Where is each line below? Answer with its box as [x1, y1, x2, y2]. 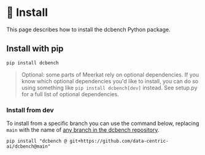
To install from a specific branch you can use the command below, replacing [6, 119, 199, 127]
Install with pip [6, 43, 64, 54]
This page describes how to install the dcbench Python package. [6, 26, 171, 33]
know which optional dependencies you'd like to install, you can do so [21, 77, 199, 85]
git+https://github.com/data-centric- [69, 138, 169, 144]
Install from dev [6, 105, 54, 114]
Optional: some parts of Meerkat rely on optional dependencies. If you [21, 70, 199, 78]
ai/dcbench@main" [6, 143, 51, 149]
